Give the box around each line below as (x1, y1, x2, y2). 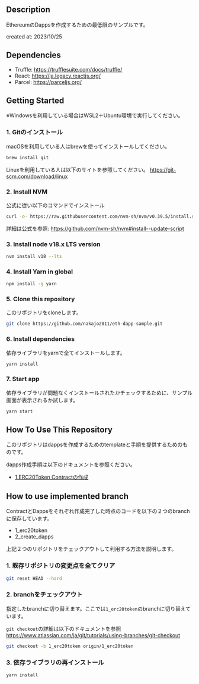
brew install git (6, 154, 49, 160)
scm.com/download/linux (6, 173, 68, 180)
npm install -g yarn (6, 281, 57, 287)
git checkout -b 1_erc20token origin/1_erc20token (6, 643, 134, 649)
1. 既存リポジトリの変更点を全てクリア (6, 562, 115, 570)
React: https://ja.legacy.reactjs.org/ (14, 72, 101, 79)
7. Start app (6, 375, 40, 383)
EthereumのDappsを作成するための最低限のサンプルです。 (6, 21, 149, 28)
